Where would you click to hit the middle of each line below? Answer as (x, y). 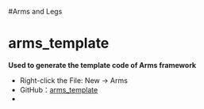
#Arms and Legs (35, 11)
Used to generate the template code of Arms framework (102, 65)
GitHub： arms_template (59, 89)
